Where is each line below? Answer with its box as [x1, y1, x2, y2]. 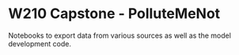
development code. [8, 38, 71, 48]
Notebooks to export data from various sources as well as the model [8, 31, 232, 40]
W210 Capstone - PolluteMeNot [8, 5, 221, 23]
